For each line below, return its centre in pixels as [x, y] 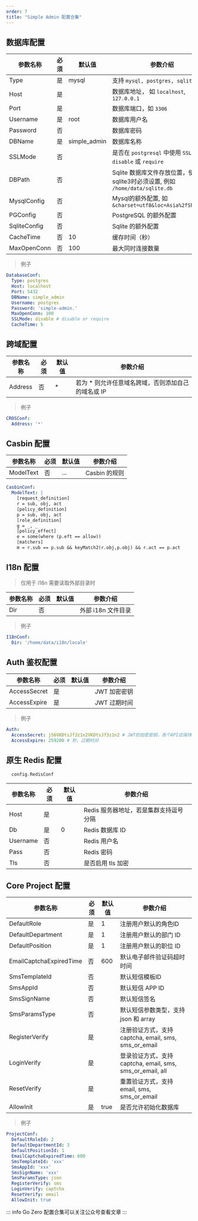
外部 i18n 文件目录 [105, 610]
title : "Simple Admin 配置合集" [44, 17]
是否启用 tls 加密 [106, 863]
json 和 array [138, 1019]
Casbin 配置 [28, 444]
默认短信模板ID [141, 977]
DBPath [19, 180]
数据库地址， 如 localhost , [148, 92]
